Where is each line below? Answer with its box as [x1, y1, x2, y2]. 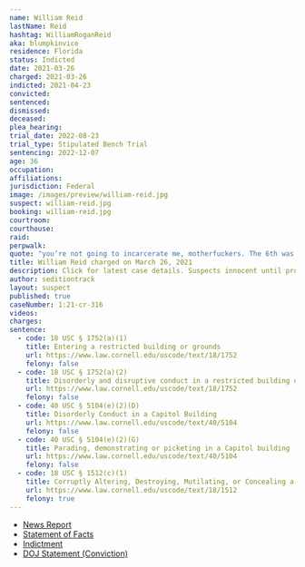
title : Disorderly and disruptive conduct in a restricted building [25, 376, 290, 386]
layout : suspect [9, 283, 71, 292]
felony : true [25, 494, 75, 503]
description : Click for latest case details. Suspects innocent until [9, 267, 282, 276]
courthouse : [9, 224, 54, 233]
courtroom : [9, 215, 51, 225]
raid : [9, 232, 30, 241]
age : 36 [9, 156, 39, 166]
